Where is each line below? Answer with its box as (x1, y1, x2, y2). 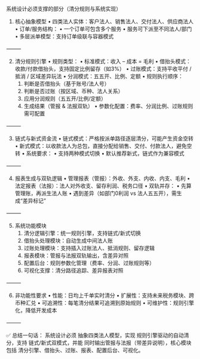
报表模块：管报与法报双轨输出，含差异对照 (23, 252, 129, 259)
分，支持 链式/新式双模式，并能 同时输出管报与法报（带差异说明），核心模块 (6, 339, 192, 346)
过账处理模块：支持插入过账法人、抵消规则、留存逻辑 (23, 245, 155, 252)
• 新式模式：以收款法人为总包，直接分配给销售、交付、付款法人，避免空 (14, 143, 192, 149)
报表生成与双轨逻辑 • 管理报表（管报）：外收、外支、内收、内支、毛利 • (14, 175, 190, 182)
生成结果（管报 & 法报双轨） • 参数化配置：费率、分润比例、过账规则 (23, 103, 193, 109)
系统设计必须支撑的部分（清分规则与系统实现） (6, 5, 121, 12)
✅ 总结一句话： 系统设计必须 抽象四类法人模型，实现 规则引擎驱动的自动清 (6, 332, 189, 339)
